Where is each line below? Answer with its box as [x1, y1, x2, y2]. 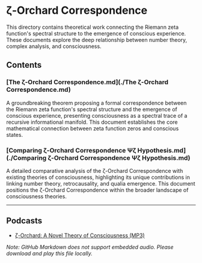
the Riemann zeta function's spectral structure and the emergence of [6, 106, 177, 113]
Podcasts [6, 216, 43, 226]
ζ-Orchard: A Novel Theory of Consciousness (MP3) [14, 232, 145, 239]
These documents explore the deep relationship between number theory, [6, 36, 188, 43]
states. [6, 131, 23, 138]
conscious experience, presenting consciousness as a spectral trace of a [6, 112, 188, 119]
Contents [6, 60, 42, 70]
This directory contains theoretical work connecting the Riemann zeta [6, 23, 179, 31]
